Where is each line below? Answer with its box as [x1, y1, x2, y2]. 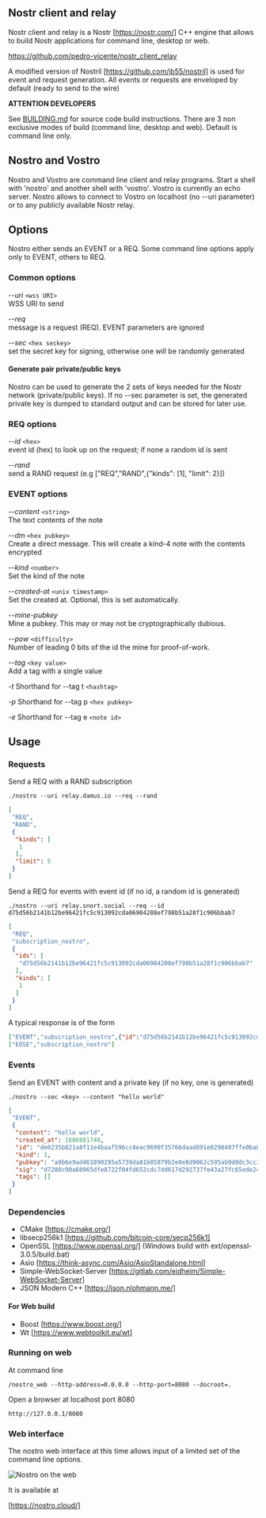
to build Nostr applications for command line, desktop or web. [8, 36, 210, 45]
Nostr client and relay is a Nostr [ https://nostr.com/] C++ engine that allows [8, 27, 254, 36]
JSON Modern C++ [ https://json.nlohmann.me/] [19, 1283, 176, 1293]
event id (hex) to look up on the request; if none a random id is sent [8, 445, 228, 455]
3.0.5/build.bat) [19, 1249, 70, 1259]
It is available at [8, 1486, 59, 1495]
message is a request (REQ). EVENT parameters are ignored [8, 322, 204, 332]
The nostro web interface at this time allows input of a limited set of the [8, 1446, 241, 1456]
